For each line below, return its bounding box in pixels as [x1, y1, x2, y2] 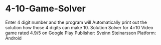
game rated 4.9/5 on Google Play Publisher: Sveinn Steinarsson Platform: [5, 30, 156, 36]
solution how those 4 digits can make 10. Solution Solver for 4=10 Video [5, 24, 153, 30]
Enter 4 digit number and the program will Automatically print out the [5, 19, 147, 25]
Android [5, 35, 22, 41]
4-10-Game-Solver [5, 3, 86, 14]
